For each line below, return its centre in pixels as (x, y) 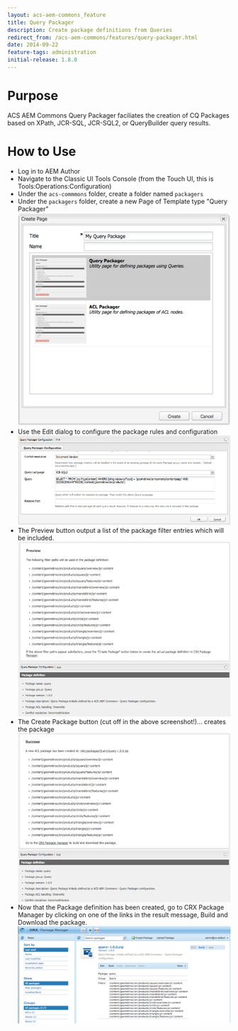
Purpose (33, 96)
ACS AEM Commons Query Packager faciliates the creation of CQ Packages (119, 115)
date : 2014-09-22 (33, 45)
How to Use (42, 152)
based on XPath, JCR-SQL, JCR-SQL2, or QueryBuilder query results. (109, 123)
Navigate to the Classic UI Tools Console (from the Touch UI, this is (115, 179)
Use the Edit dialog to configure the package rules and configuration (118, 432)
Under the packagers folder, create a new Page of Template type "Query (123, 201)
